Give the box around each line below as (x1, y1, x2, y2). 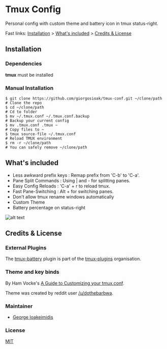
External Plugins (5, 244, 47, 251)
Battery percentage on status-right (12, 204, 86, 210)
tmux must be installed (5, 72, 53, 78)
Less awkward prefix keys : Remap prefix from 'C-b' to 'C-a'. (12, 172, 140, 178)
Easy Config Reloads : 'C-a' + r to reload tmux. (12, 183, 111, 189)
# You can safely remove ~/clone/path (5, 145, 87, 150)
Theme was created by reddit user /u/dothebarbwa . (5, 290, 113, 296)
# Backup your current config (5, 118, 70, 123)
